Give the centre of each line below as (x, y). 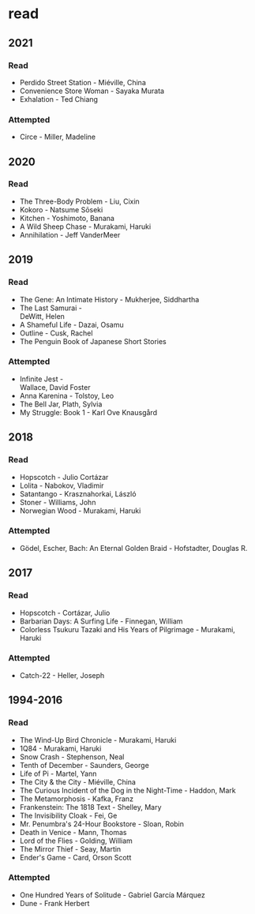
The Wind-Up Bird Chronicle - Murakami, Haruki (98, 740)
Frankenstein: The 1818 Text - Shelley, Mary (90, 807)
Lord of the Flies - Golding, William (76, 841)
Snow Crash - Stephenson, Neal (72, 757)
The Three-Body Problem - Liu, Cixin (79, 201)
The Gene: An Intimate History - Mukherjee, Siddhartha (109, 299)
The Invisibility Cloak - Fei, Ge (68, 815)
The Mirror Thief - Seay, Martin (70, 848)
